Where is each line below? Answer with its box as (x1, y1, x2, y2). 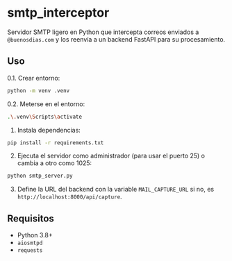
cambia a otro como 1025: (17, 159, 92, 167)
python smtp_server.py (7, 172, 73, 180)
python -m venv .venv (7, 87, 70, 94)
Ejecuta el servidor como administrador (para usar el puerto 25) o (17, 151, 206, 160)
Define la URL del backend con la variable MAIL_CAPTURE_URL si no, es (17, 185, 214, 194)
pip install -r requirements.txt (7, 139, 104, 146)
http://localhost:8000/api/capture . (17, 192, 123, 201)
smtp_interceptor (7, 5, 110, 21)
